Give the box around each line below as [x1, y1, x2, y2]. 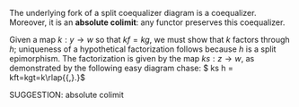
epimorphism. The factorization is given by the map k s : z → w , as [9, 53, 255, 63]
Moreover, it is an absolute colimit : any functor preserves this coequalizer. [9, 17, 286, 28]
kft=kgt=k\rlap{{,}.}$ [9, 72, 85, 83]
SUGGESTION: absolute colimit [9, 89, 124, 100]
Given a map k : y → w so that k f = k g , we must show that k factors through [9, 35, 290, 45]
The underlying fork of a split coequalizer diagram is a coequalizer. [9, 8, 257, 18]
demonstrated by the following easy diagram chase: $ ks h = [9, 62, 233, 73]
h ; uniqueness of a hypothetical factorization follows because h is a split [9, 44, 277, 54]
